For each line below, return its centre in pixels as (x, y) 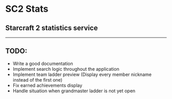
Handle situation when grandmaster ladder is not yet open (74, 91)
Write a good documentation (43, 63)
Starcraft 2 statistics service (52, 28)
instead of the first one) (37, 80)
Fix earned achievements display (48, 85)
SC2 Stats (27, 9)
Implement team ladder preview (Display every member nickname (82, 74)
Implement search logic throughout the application (66, 69)
